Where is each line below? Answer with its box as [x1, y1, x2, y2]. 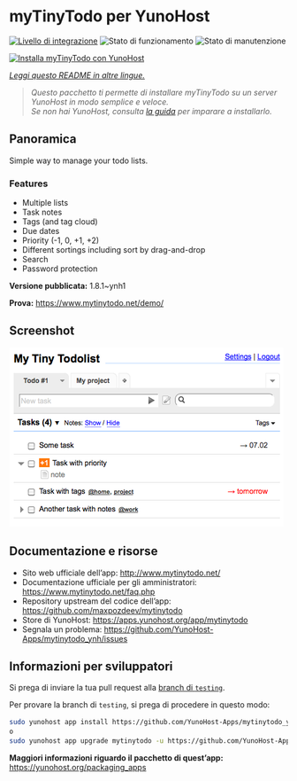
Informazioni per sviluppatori [9, 659, 173, 675]
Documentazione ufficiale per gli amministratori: [21, 576, 197, 587]
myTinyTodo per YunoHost [9, 6, 210, 27]
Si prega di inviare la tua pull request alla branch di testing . [9, 683, 225, 693]
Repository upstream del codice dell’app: [21, 596, 171, 606]
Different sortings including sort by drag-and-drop [21, 245, 206, 255]
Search [21, 254, 49, 265]
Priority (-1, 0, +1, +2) [21, 235, 100, 246]
